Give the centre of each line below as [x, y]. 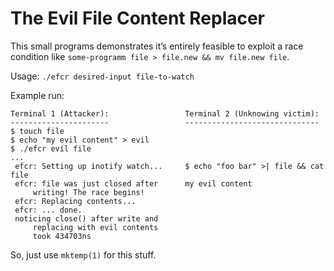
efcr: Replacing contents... [75, 201]
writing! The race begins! [88, 192]
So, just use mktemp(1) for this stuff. [83, 254]
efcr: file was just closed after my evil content [133, 183]
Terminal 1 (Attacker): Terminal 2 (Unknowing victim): [165, 113]
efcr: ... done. [48, 210]
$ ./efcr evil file [51, 148]
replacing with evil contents [95, 227]
